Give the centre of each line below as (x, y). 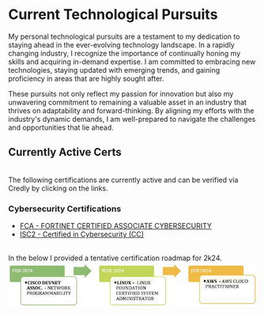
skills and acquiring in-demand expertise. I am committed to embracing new (132, 62)
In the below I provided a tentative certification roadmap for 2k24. (115, 258)
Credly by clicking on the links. (58, 188)
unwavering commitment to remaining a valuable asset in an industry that (128, 102)
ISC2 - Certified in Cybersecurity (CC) (82, 234)
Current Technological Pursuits (113, 15)
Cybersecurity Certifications (65, 209)
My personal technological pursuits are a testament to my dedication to (124, 36)
